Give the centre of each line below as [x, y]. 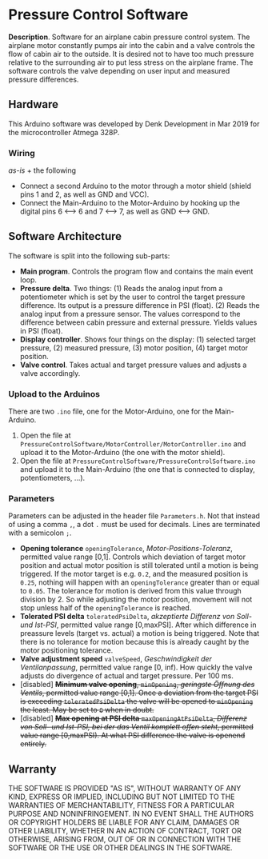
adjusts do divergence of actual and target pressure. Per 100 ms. [126, 676]
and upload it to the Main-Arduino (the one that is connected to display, [137, 469]
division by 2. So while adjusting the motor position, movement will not [136, 599]
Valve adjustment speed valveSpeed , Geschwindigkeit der [116, 659]
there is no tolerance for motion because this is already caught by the [134, 642]
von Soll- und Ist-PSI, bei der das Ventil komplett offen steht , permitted [136, 727]
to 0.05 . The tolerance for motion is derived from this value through [130, 591]
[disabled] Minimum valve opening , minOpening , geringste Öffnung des [137, 685]
